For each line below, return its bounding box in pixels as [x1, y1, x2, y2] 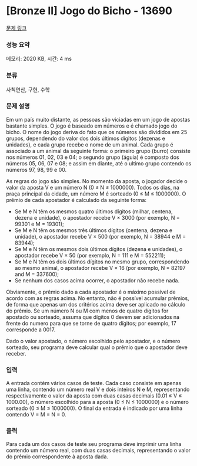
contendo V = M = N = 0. [6, 411, 66, 418]
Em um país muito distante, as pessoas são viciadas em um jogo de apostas [6, 116, 191, 123]
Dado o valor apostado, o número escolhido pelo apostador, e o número [6, 337, 181, 344]
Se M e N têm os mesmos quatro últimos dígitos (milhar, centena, [14, 208, 173, 215]
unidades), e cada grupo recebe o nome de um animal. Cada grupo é [6, 141, 173, 148]
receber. [6, 350, 26, 357]
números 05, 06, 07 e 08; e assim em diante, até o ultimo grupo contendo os [6, 159, 192, 167]
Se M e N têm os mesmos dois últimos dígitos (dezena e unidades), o [14, 245, 183, 252]
